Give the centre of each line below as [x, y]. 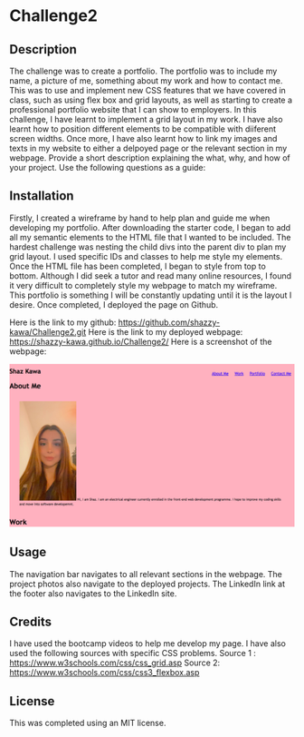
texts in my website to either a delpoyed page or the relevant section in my [148, 148]
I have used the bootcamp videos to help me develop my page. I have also [148, 644]
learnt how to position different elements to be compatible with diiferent [143, 129]
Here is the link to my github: [63, 322]
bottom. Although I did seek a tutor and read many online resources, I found [151, 275]
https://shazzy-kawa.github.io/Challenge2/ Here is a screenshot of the [141, 341]
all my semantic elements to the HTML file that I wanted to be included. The [150, 237]
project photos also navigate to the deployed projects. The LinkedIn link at [147, 584]
